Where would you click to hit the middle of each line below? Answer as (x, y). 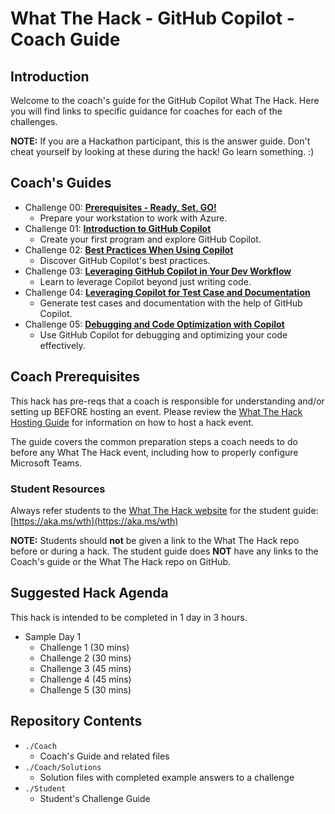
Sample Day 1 (53, 636)
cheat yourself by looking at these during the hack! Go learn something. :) (162, 151)
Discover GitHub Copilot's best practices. (125, 260)
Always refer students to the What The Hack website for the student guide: (164, 510)
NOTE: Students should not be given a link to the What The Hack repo (155, 540)
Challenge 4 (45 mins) (85, 679)
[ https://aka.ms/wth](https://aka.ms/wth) (94, 521)
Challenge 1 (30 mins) (84, 647)
